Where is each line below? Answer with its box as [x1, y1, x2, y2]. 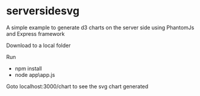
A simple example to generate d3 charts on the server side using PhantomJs [6, 24, 195, 31]
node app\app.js [14, 71, 56, 78]
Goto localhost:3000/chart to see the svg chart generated [6, 82, 149, 90]
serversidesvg [6, 4, 79, 18]
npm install [14, 64, 42, 72]
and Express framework [6, 30, 65, 37]
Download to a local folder [6, 42, 71, 49]
